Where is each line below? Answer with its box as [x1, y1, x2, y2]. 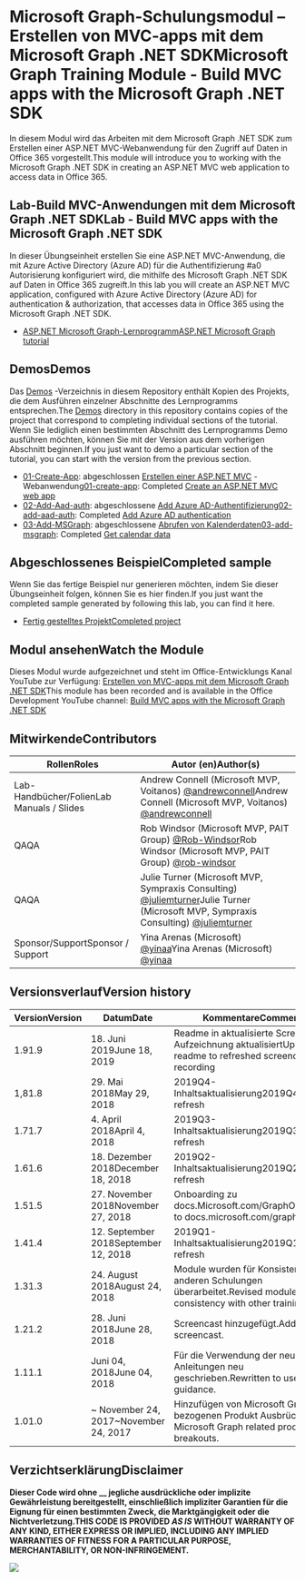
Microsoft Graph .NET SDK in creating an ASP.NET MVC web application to [9, 162, 290, 172]
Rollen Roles [46, 758, 99, 771]
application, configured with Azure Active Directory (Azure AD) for [9, 289, 257, 300]
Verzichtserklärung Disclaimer [9, 1463, 184, 1478]
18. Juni [90, 1032, 126, 1045]
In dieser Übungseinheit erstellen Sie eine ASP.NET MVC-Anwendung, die [9, 250, 286, 260]
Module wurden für [173, 1262, 256, 1275]
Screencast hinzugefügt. [173, 1317, 280, 1330]
